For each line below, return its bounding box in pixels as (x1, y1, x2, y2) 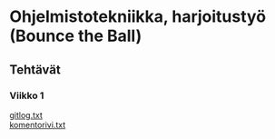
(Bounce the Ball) (9, 25, 142, 46)
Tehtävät (9, 62, 61, 77)
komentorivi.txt (9, 119, 66, 130)
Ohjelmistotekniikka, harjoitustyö (9, 6, 266, 27)
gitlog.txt (9, 109, 44, 120)
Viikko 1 (9, 89, 44, 102)
